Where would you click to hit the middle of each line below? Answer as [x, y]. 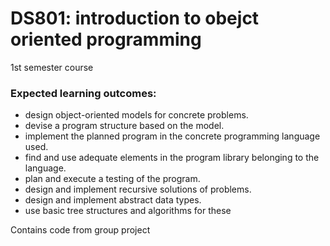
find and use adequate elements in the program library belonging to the [172, 158]
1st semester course [52, 67]
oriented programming [106, 39]
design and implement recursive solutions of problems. [138, 189]
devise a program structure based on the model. [124, 126]
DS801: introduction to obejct [135, 18]
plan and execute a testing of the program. [112, 179]
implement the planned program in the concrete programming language [172, 136]
